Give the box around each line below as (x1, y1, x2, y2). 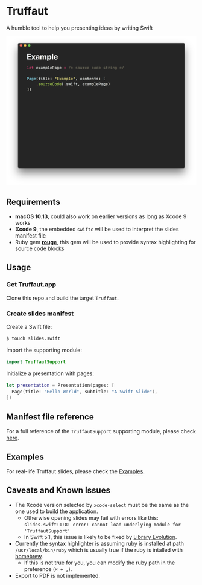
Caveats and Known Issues (6, 485, 110, 496)
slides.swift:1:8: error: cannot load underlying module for (24, 522, 181, 528)
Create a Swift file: (6, 323, 52, 330)
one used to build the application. (14, 508, 98, 515)
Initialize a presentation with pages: (6, 370, 95, 377)
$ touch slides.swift (6, 335, 61, 341)
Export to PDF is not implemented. (14, 572, 101, 579)
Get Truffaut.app (6, 280, 57, 289)
